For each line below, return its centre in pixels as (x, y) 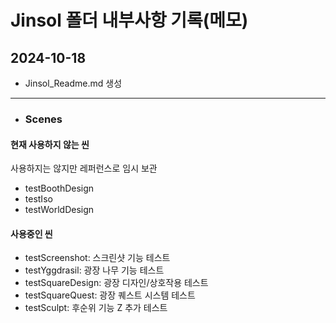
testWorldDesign (59, 210)
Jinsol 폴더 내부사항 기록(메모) (129, 20)
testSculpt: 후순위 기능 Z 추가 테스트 (96, 308)
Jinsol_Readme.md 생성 (73, 83)
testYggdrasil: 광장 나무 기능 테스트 (94, 270)
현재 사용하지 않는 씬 (50, 144)
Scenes (43, 119)
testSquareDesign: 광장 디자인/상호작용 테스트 (116, 283)
